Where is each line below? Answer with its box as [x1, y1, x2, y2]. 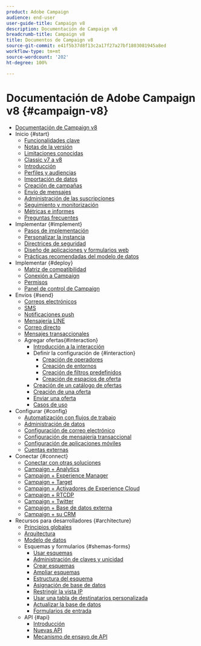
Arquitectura [24, 530, 56, 537]
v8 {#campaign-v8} [6, 104, 109, 118]
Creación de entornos [42, 362, 97, 370]
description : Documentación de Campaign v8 [6, 25, 118, 32]
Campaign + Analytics [24, 465, 80, 473]
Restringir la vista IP [33, 588, 83, 595]
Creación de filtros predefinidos [42, 369, 122, 376]
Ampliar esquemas [33, 568, 80, 576]
